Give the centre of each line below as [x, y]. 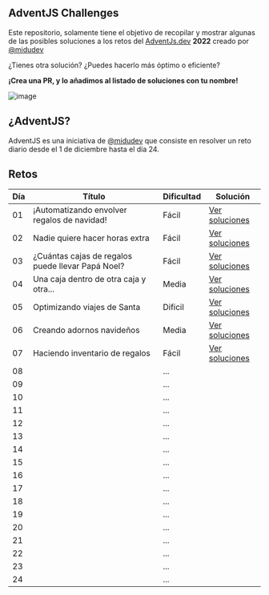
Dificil [173, 308]
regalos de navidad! [70, 220]
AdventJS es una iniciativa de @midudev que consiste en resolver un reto [130, 140]
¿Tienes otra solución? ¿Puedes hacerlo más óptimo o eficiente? [114, 65]
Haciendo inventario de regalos [92, 353]
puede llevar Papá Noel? [79, 266]
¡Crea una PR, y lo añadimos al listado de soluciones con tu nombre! [123, 80]
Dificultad [182, 197]
